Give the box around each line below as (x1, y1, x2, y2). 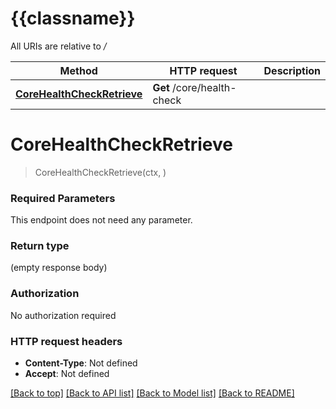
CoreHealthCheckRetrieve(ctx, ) (34, 166, 167, 178)
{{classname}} (10, 7, 136, 30)
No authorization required (10, 309, 117, 321)
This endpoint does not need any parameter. (10, 214, 193, 226)
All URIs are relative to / (10, 40, 107, 52)
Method (59, 63, 98, 77)
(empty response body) (10, 262, 108, 274)
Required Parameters (10, 191, 116, 205)
